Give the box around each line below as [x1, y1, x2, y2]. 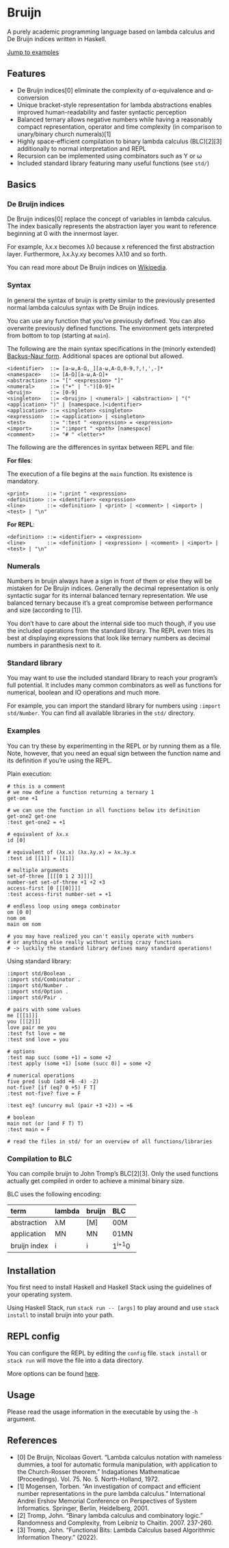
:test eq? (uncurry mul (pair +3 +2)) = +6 [7, 1102, 133, 1109]
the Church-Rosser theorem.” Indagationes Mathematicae [16, 1467, 180, 1475]
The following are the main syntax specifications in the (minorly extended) [7, 344, 217, 352]
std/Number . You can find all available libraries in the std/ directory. [7, 709, 196, 717]
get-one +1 [7, 795, 38, 801]
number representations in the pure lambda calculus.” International [16, 1489, 206, 1497]
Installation [7, 1265, 56, 1277]
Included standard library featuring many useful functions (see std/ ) [16, 159, 210, 167]
